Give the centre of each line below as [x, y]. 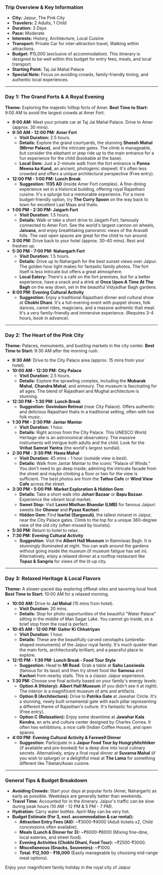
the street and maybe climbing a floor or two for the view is [78, 473]
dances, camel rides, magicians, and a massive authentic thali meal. [87, 308]
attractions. [24, 49]
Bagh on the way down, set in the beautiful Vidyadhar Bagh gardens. [88, 287]
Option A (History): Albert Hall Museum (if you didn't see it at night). [89, 686]
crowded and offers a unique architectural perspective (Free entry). [87, 173]
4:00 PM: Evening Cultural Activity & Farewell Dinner [66, 738]
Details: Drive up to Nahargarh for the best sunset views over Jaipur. [88, 261]
